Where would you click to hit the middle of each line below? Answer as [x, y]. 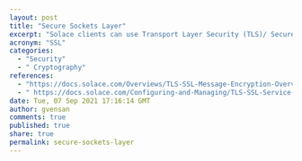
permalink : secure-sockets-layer [72, 142]
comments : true [38, 117]
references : [31, 76]
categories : [31, 51]
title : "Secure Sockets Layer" [68, 26]
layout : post [34, 17]
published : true [40, 126]
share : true [31, 134]
